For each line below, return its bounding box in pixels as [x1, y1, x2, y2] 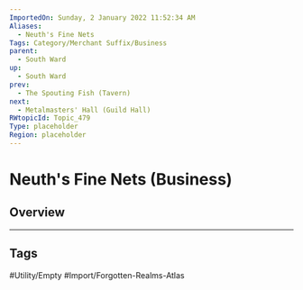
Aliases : [9, 22, 42, 31]
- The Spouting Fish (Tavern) [17, 88, 131, 97]
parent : [9, 47, 39, 56]
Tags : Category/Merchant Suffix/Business [9, 38, 168, 48]
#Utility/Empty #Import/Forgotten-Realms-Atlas [9, 269, 185, 280]
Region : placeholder [9, 131, 87, 140]
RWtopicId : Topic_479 [9, 113, 91, 122]
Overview [9, 204, 66, 221]
